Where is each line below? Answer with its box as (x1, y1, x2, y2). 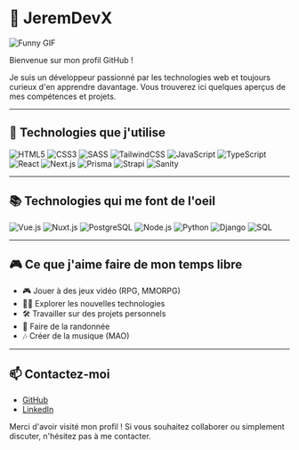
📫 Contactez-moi (9, 366, 110, 381)
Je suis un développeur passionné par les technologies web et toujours (9, 71, 271, 83)
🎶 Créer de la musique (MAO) (21, 331, 130, 341)
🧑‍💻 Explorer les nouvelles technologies (21, 299, 166, 309)
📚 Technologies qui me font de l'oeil (9, 193, 216, 209)
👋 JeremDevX (9, 8, 113, 29)
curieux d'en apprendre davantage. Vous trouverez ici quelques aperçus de (9, 81, 287, 92)
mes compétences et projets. (9, 91, 117, 102)
